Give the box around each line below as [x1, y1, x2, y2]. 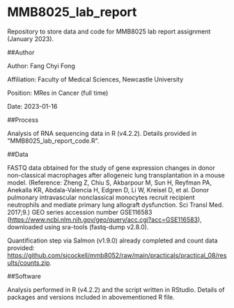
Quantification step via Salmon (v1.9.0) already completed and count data [7, 236, 218, 245]
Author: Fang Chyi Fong [7, 61, 75, 70]
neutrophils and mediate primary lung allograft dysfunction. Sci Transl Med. [7, 200, 224, 209]
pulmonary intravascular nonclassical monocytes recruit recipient [7, 193, 195, 201]
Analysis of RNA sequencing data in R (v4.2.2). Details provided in [7, 129, 197, 137]
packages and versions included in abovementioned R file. [7, 293, 175, 301]
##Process [7, 116, 39, 124]
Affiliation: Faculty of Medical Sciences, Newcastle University [7, 75, 184, 84]
